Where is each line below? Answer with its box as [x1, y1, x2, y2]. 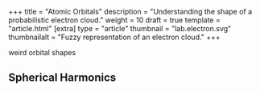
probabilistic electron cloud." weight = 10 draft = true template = [8, 15, 221, 25]
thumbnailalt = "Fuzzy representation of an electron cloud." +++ [8, 32, 221, 42]
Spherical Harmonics [8, 71, 117, 85]
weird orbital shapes [8, 48, 76, 57]
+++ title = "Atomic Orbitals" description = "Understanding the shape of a [8, 7, 253, 16]
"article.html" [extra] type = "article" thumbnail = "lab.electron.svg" [8, 24, 232, 33]
